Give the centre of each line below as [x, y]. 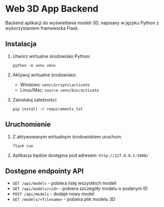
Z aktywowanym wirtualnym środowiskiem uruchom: [67, 136]
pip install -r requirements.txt [48, 109]
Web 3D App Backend [52, 9]
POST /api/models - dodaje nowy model [53, 194]
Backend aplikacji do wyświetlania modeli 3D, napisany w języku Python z [82, 23]
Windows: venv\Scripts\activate [55, 84]
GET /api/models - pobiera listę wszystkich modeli [65, 183]
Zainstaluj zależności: [35, 99]
